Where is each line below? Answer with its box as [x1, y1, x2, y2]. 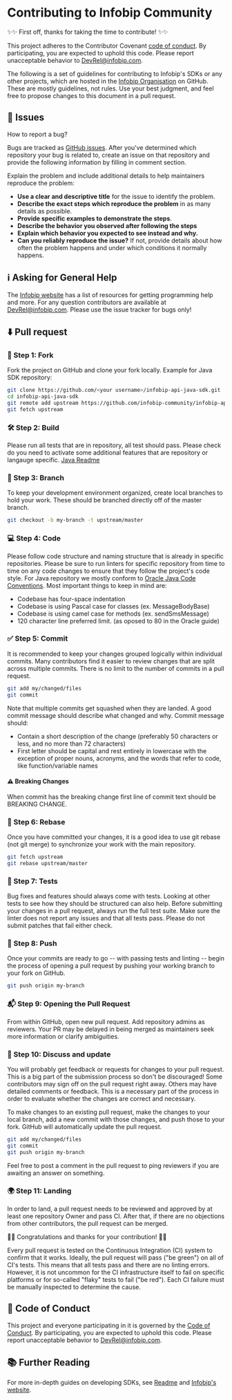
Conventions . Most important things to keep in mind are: [7, 581, 167, 589]
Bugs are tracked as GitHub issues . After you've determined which [7, 143, 197, 151]
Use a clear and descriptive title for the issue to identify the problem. [17, 192, 215, 200]
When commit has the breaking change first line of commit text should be [7, 793, 216, 801]
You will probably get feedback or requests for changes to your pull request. [7, 1065, 224, 1073]
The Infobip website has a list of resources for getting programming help [7, 290, 213, 299]
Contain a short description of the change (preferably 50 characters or [17, 732, 219, 740]
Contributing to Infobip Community [7, 5, 213, 21]
